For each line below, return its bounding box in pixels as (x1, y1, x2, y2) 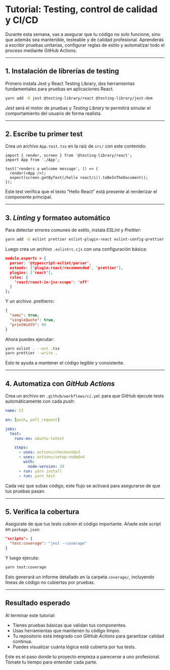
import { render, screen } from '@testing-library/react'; (5, 153, 133, 158)
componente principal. (5, 194, 52, 200)
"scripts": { (5, 536, 33, 541)
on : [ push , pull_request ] (5, 417, 60, 422)
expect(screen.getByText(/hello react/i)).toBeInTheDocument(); (10, 175, 148, 180)
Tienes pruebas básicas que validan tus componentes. (12, 622, 127, 628)
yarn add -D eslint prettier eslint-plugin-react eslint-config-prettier (5, 237, 164, 242)
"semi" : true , (10, 313, 39, 318)
